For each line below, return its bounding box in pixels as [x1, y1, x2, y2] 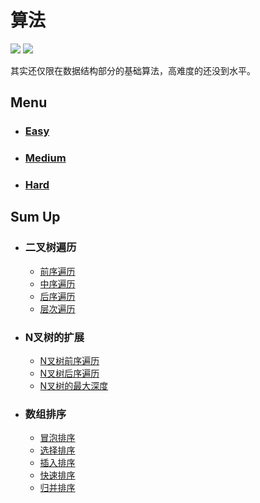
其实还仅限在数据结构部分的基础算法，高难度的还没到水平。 [10, 64, 256, 76]
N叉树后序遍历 [39, 367, 100, 380]
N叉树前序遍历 [39, 355, 100, 367]
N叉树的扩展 [24, 330, 85, 344]
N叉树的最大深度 [39, 380, 109, 392]
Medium [24, 151, 67, 165]
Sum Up [10, 209, 61, 226]
